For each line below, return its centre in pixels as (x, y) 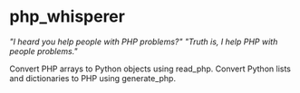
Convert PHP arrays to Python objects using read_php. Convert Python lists (150, 69)
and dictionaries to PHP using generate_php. (93, 78)
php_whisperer (67, 17)
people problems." (44, 51)
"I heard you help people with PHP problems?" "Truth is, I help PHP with (144, 42)
